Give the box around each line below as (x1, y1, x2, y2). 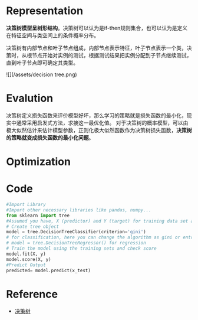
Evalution (6, 92, 54, 105)
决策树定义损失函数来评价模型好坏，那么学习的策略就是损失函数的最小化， (6, 112, 187, 119)
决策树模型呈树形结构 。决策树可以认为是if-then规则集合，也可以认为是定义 (6, 24, 187, 31)
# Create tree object (6, 223, 60, 230)
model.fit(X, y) (6, 251, 46, 257)
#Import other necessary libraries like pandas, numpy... (6, 207, 151, 213)
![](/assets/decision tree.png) (6, 71, 78, 78)
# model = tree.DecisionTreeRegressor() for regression (6, 240, 146, 246)
